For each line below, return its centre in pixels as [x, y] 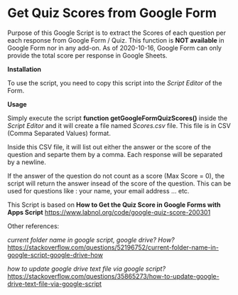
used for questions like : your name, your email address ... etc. [98, 191]
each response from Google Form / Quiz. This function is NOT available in [116, 40]
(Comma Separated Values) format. [59, 133]
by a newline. [27, 162]
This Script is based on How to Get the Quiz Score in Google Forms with [114, 205]
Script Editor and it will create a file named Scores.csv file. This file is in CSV [119, 125]
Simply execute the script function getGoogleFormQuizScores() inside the [118, 118]
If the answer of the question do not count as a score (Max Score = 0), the [116, 176]
